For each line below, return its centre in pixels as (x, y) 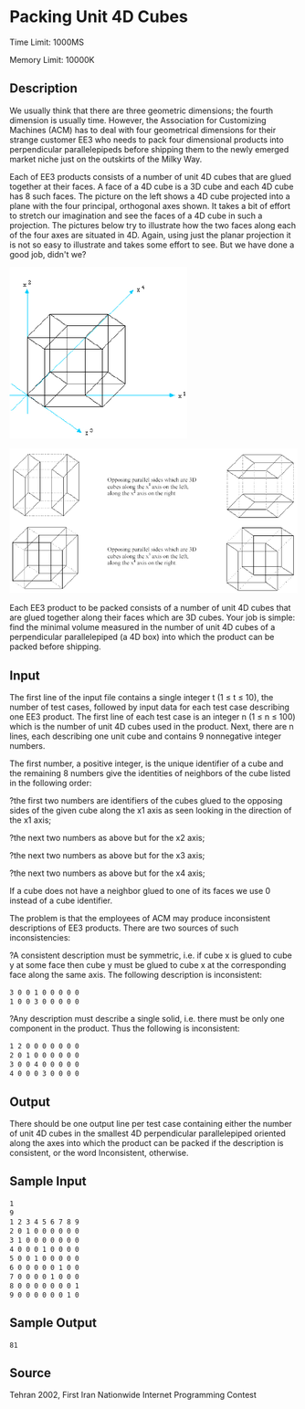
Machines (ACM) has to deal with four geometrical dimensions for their (143, 130)
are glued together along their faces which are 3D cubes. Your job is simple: (152, 617)
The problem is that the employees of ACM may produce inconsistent (140, 919)
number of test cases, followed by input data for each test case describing (150, 707)
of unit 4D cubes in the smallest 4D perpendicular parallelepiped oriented (147, 1133)
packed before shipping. (56, 647)
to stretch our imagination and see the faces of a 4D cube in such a (136, 216)
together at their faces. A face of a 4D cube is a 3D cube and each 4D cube (152, 186)
